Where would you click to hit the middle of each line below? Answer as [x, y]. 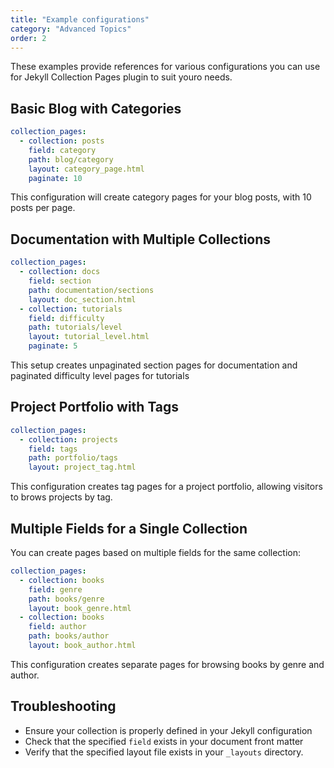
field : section [60, 281]
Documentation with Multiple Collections [141, 239]
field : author [57, 627]
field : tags [53, 449]
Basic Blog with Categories [96, 108]
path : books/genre [66, 599]
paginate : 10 [55, 178]
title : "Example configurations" [80, 19]
